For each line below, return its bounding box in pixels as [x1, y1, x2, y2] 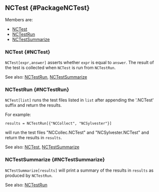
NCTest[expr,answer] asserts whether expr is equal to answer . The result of [5, 60, 154, 65]
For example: [5, 112, 32, 118]
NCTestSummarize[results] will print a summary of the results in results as [5, 167, 154, 173]
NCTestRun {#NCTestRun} [5, 86, 70, 93]
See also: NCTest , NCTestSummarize [5, 144, 80, 150]
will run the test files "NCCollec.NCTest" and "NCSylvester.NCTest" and [5, 129, 149, 135]
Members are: [5, 16, 33, 22]
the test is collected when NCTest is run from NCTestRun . [5, 65, 116, 71]
